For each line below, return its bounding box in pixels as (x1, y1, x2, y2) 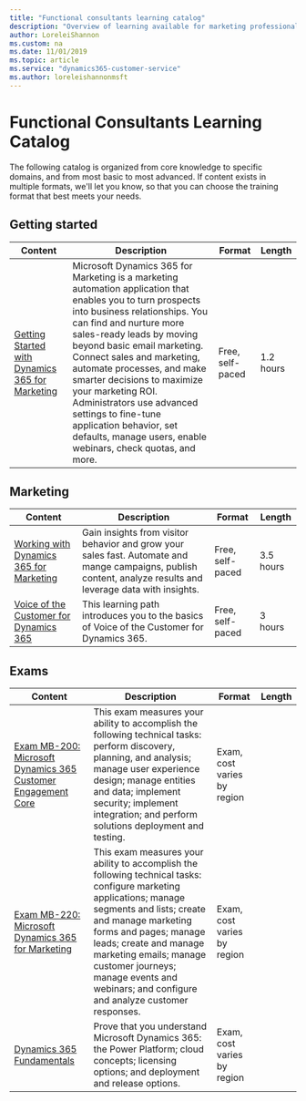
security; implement (93, 797, 178, 809)
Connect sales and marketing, (72, 350, 200, 363)
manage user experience (93, 763, 200, 776)
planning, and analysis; (93, 751, 191, 764)
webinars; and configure (93, 983, 198, 995)
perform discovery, (93, 740, 176, 753)
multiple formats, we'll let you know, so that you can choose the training (9, 180, 280, 191)
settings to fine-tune (72, 407, 162, 420)
